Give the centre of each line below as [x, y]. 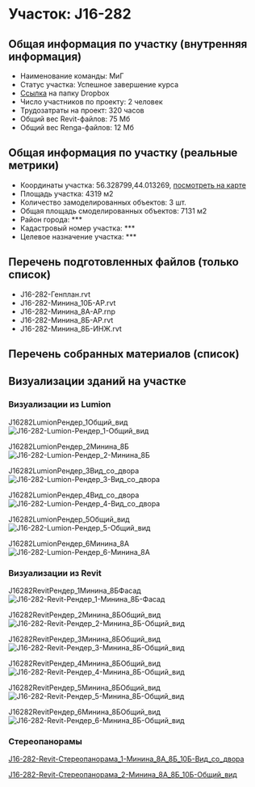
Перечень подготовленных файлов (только [124, 262]
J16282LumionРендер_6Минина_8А [69, 544]
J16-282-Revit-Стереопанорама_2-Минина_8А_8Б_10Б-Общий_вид [123, 775]
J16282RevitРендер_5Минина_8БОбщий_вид [84, 688]
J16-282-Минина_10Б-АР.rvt [68, 303]
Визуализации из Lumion [60, 404]
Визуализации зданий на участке [98, 381]
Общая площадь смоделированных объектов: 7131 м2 [113, 210]
